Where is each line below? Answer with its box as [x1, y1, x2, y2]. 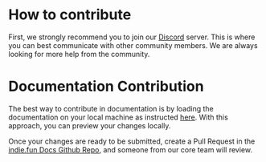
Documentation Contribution [8, 78, 204, 95]
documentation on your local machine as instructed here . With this [8, 112, 229, 122]
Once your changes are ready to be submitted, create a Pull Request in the [8, 136, 256, 146]
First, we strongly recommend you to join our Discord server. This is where [8, 32, 256, 42]
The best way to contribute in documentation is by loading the [8, 103, 215, 113]
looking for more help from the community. [8, 49, 150, 59]
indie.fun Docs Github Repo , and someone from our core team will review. [8, 144, 253, 154]
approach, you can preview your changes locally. [8, 120, 171, 130]
